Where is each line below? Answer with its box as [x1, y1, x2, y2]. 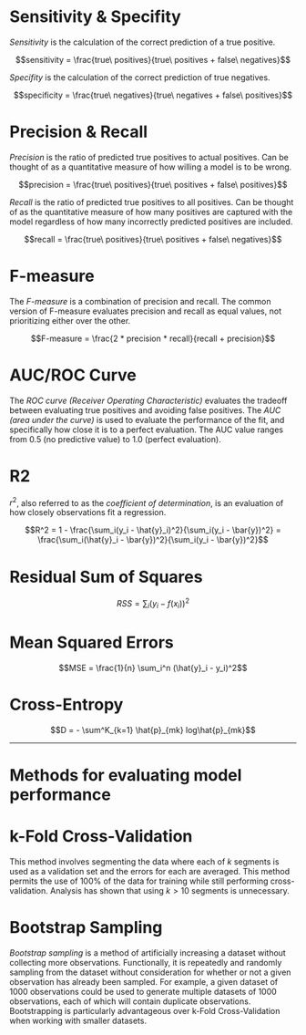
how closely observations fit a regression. [9, 507, 167, 518]
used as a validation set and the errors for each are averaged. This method [9, 865, 290, 876]
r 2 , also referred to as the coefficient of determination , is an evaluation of [9, 495, 284, 508]
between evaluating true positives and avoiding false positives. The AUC [9, 404, 281, 416]
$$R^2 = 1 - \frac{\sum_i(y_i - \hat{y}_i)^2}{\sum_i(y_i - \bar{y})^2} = [25, 524, 281, 535]
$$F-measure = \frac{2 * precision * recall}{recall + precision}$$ [30, 333, 276, 344]
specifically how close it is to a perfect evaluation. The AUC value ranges [9, 424, 284, 435]
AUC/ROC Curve [9, 365, 137, 385]
